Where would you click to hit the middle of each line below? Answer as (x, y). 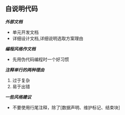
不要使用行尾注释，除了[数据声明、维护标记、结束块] (66, 107)
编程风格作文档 (20, 49)
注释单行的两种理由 (25, 70)
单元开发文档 (25, 32)
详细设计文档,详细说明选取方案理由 (48, 38)
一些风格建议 (18, 97)
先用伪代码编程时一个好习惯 (41, 59)
